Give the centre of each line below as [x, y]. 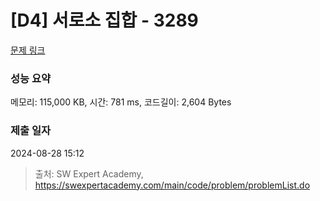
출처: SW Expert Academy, [89, 173]
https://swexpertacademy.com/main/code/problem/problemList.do [172, 185]
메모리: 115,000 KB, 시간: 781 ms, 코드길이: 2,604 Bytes [121, 102]
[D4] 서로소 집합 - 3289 [104, 20]
